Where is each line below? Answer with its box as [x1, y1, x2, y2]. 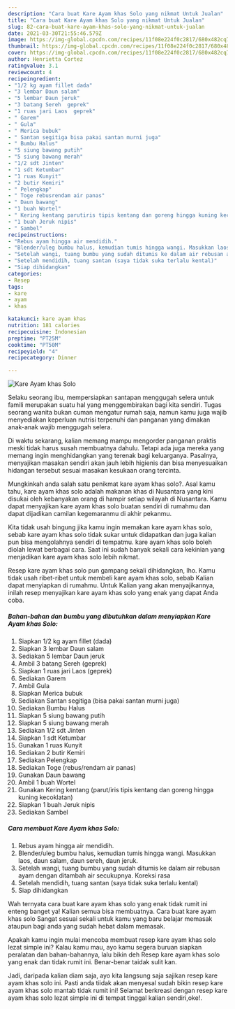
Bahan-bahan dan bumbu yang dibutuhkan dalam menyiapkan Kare [8, 612, 211, 620]
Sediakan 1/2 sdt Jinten [17, 727, 86, 735]
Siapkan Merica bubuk [17, 689, 83, 698]
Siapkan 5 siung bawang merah [17, 719, 109, 727]
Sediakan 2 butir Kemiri [17, 749, 86, 757]
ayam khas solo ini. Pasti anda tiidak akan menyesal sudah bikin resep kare [8, 979, 224, 987]
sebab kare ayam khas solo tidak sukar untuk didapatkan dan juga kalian [8, 531, 217, 539]
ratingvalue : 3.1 [8, 62, 59, 69]
